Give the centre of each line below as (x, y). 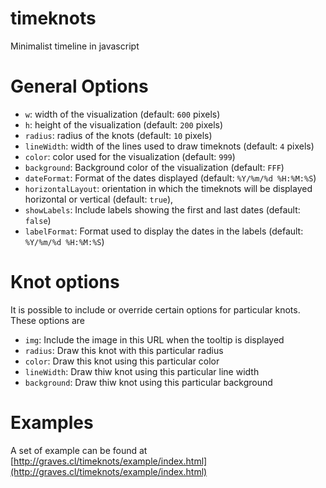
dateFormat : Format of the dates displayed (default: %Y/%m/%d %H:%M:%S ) (170, 178)
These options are (47, 320)
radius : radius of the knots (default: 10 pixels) (118, 135)
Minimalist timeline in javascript (75, 46)
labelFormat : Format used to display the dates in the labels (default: (164, 231)
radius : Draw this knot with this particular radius (124, 350)
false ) (38, 220)
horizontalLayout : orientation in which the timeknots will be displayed (168, 188)
